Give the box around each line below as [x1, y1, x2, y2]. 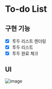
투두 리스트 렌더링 [12, 38, 46, 44]
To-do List [5, 3, 47, 15]
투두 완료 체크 [12, 51, 38, 57]
